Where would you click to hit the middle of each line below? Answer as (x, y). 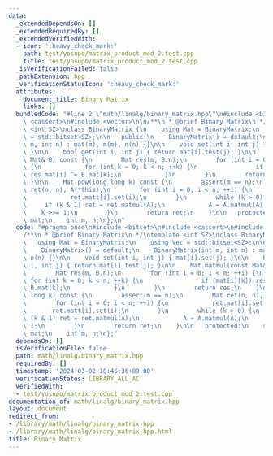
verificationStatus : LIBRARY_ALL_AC (78, 379)
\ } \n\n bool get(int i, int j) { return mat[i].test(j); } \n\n (139, 152)
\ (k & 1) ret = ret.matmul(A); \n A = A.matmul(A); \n (136, 318)
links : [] (40, 106)
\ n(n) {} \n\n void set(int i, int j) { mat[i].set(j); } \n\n (136, 258)
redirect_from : (34, 417)
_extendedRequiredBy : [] (58, 31)
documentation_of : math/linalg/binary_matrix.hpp (94, 402)
